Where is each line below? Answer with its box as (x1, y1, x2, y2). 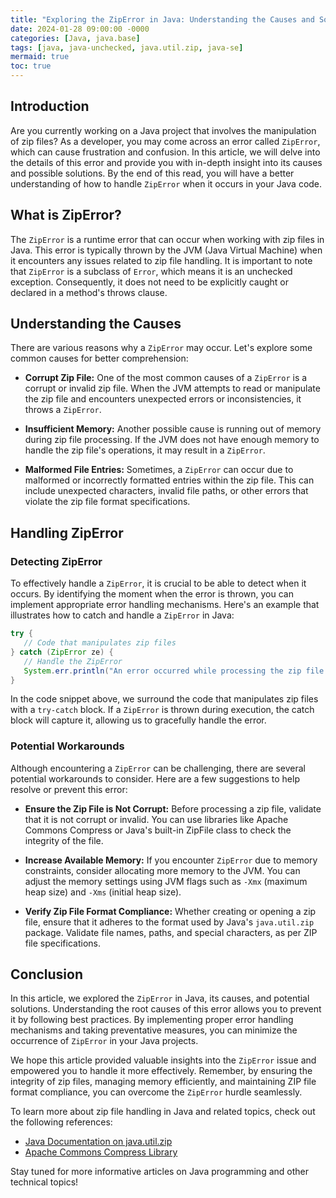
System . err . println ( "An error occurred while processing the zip (23, 666, 302, 676)
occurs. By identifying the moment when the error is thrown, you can (10, 588, 294, 600)
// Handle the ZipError (23, 656, 123, 666)
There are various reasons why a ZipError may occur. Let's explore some (10, 342, 313, 354)
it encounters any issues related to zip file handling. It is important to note (10, 254, 313, 266)
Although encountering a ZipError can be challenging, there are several (10, 762, 306, 774)
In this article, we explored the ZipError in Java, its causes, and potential (10, 992, 310, 1005)
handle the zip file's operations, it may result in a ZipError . (24, 444, 266, 456)
